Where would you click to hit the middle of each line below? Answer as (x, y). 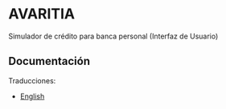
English (32, 96)
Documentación (49, 61)
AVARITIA (41, 14)
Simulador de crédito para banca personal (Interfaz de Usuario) (113, 36)
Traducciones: (32, 80)
